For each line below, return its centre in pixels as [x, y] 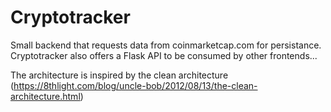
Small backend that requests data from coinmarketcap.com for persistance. [166, 45]
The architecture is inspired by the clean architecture [119, 75]
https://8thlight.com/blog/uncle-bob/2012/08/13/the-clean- [135, 85]
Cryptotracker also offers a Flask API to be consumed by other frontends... [164, 55]
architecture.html [45, 96]
